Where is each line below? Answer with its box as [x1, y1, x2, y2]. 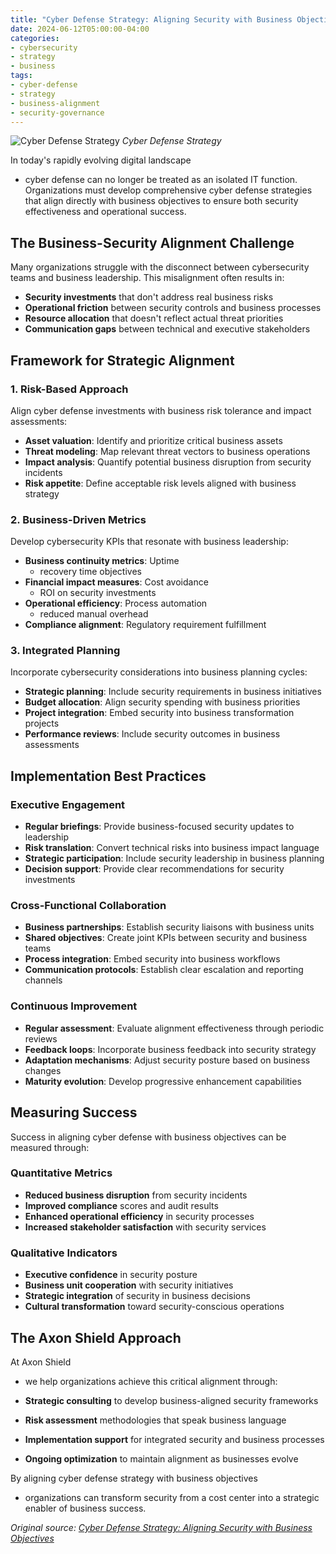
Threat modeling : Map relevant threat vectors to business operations [24, 445, 311, 457]
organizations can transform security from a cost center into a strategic [24, 1491, 320, 1503]
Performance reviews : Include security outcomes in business [24, 728, 281, 740]
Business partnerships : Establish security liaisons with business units [24, 921, 315, 933]
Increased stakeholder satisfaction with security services [24, 1221, 267, 1233]
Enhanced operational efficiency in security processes [24, 1210, 255, 1222]
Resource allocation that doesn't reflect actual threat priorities [24, 312, 284, 325]
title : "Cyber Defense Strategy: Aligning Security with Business [10, 14, 293, 25]
